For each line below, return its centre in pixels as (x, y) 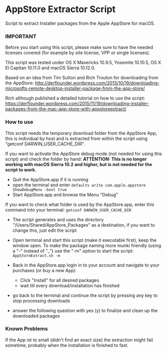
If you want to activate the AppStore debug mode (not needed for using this (84, 154)
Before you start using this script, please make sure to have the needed (79, 47)
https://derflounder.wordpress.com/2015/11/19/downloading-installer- (77, 104)
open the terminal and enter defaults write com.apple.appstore (79, 185)
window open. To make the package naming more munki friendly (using (87, 245)
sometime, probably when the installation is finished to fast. (67, 345)
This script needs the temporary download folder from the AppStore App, (81, 133)
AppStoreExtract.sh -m (36, 256)
